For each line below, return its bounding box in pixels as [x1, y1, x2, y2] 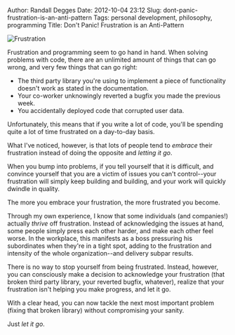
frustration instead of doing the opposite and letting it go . [7, 149, 173, 157]
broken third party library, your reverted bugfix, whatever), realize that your [7, 277, 224, 286]
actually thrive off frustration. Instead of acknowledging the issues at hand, [7, 219, 224, 228]
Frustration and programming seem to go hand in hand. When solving [7, 48, 208, 56]
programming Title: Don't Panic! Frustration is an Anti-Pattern [7, 21, 184, 29]
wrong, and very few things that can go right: [7, 63, 138, 71]
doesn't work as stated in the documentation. [17, 84, 149, 92]
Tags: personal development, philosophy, [93, 13, 213, 22]
